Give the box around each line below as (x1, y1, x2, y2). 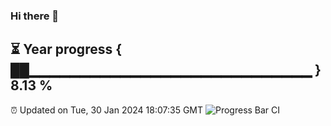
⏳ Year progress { (10, 41, 123, 58)
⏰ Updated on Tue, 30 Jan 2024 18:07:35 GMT (10, 104, 204, 116)
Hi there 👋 (10, 9, 60, 23)
